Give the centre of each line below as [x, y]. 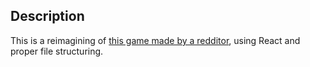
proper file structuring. [57, 51]
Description [47, 16]
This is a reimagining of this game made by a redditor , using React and [155, 40]
